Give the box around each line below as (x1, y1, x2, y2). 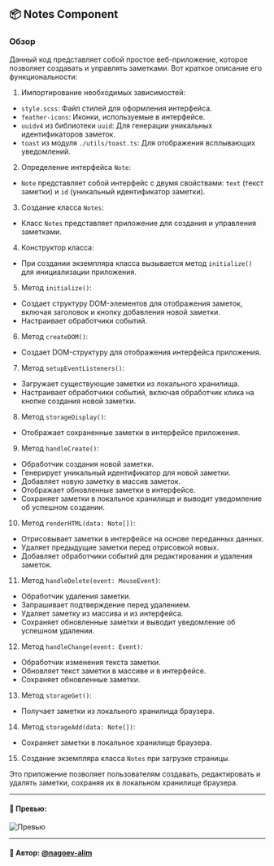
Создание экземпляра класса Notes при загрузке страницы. (20, 753, 231, 763)
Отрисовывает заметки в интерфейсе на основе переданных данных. (20, 533, 264, 543)
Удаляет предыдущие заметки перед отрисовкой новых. (20, 542, 220, 552)
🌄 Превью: (9, 804, 47, 814)
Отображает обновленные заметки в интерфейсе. (20, 485, 196, 494)
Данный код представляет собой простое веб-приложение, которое (9, 54, 249, 64)
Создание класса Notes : (20, 202, 104, 212)
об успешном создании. (20, 502, 105, 511)
